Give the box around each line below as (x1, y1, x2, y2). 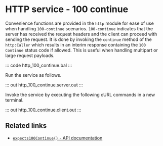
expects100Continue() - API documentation (12, 135, 103, 141)
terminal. (5, 97, 24, 103)
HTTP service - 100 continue (5, 4, 129, 15)
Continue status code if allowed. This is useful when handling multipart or (5, 47, 158, 53)
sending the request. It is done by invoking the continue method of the (5, 36, 152, 42)
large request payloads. (5, 52, 55, 59)
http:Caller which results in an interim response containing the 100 (5, 41, 146, 47)
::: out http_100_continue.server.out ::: (5, 82, 84, 88)
